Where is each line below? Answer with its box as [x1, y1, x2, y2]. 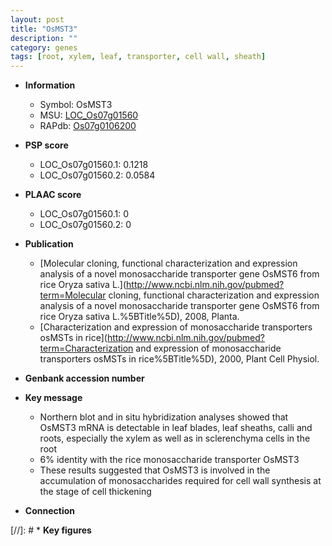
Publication [24, 238, 74, 250]
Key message [24, 392, 83, 404]
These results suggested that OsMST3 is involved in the [39, 464, 271, 476]
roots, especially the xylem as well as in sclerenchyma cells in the [39, 432, 311, 445]
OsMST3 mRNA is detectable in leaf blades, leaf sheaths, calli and [39, 422, 313, 434]
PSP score [24, 139, 69, 151]
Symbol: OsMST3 [39, 99, 113, 111]
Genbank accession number [24, 372, 145, 385]
